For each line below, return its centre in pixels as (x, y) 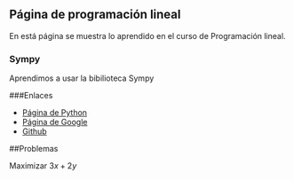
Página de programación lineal (95, 15)
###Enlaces (31, 96)
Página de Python (54, 113)
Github (34, 131)
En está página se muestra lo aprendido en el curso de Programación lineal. (147, 35)
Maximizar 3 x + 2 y (43, 166)
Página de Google (55, 122)
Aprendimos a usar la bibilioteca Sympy (82, 78)
